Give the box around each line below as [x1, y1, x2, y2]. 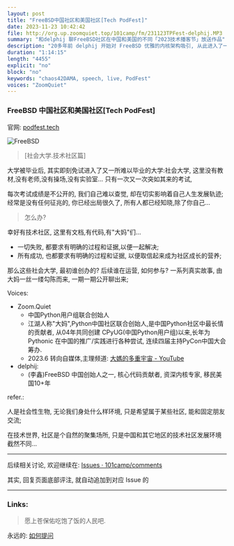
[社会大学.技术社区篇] [24, 151, 86, 159]
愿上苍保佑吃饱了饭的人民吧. [24, 516, 106, 524]
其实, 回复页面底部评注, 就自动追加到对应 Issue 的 [7, 475, 149, 484]
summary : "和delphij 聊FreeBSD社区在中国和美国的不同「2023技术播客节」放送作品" [7, 36, 226, 43]
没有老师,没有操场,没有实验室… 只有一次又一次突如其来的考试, [15, 175, 193, 183]
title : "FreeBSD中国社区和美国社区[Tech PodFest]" [7, 17, 148, 24]
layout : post [7, 10, 45, 17]
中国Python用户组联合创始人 [27, 311, 110, 319]
